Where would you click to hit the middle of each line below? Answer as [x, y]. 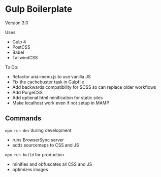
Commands [23, 119]
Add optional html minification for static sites [58, 98]
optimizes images [30, 169]
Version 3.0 [17, 23]
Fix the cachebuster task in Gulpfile [48, 82]
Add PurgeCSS [27, 92]
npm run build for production [34, 154]
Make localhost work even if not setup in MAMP [61, 103]
